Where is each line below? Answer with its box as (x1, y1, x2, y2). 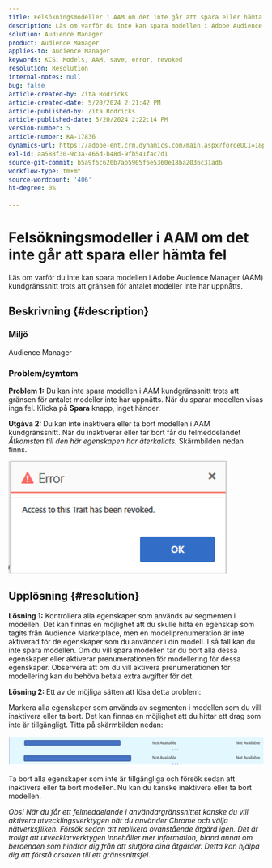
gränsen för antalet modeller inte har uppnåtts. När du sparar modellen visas (8, 394, 264, 404)
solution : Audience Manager (8, 30, 104, 38)
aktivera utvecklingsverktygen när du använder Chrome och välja (8, 815, 228, 825)
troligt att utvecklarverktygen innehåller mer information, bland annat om (8, 832, 253, 842)
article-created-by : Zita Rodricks (8, 90, 129, 98)
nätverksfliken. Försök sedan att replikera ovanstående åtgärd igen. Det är (8, 823, 259, 834)
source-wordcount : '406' (8, 175, 92, 184)
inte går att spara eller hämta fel (8, 246, 227, 264)
